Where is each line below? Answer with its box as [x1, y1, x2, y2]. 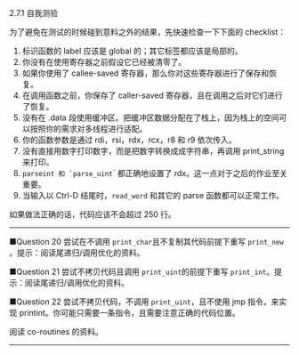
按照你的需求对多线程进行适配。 [29, 124, 148, 133]
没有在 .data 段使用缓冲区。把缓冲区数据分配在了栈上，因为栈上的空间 [21, 112, 279, 123]
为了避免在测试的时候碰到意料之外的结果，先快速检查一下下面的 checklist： [9, 27, 287, 37]
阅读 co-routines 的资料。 [9, 327, 104, 336]
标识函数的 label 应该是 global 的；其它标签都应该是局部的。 [21, 45, 243, 56]
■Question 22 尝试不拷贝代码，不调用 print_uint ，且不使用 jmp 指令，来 [9, 296, 279, 307]
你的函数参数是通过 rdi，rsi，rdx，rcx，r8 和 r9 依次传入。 [21, 134, 238, 145]
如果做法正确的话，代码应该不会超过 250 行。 [9, 209, 176, 220]
